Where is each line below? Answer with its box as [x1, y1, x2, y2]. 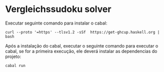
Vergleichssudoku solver [5, 3, 111, 15]
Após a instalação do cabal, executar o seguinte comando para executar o [5, 42, 158, 48]
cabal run [5, 63, 26, 68]
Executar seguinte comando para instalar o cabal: [5, 20, 107, 26]
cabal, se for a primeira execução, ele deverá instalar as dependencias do [5, 48, 157, 54]
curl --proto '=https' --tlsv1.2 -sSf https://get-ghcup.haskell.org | [5, 29, 160, 34]
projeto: [5, 53, 21, 59]
